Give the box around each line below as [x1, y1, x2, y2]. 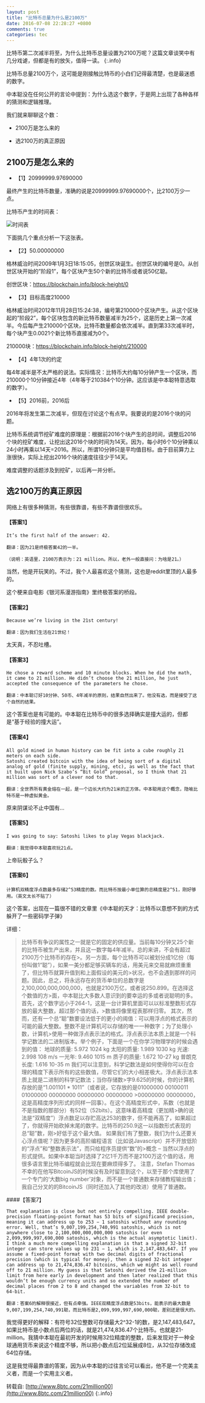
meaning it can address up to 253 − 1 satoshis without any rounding [6, 1219, 187, 1225]
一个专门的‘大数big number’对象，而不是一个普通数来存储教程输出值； [21, 1175, 198, 1183]
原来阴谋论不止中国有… [6, 804, 65, 811]
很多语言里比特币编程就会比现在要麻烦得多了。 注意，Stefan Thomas [21, 1160, 195, 1167]
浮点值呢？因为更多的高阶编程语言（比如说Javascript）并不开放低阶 [26, 1137, 198, 1144]
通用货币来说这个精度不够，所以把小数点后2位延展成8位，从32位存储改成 [11, 1341, 196, 1349]
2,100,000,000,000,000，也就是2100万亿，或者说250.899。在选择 [21, 984, 189, 991]
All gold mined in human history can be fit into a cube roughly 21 [6, 747, 184, 753]
